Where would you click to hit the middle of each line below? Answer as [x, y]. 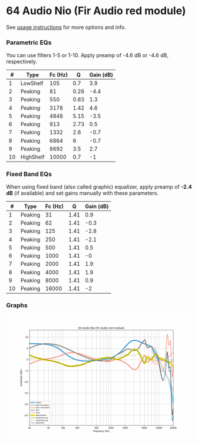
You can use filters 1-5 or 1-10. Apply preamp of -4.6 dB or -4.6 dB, [88, 55]
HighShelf [32, 157]
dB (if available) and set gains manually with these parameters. [82, 193]
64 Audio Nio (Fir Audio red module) [96, 11]
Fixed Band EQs [29, 174]
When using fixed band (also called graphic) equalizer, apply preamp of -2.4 [99, 187]
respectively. [22, 62]
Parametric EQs [29, 42]
